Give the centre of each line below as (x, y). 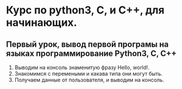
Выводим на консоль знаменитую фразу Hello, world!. (82, 67)
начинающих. (42, 23)
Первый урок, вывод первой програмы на (87, 44)
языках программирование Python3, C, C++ (91, 53)
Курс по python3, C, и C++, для (85, 10)
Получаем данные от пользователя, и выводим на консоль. (89, 80)
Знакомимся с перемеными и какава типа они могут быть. (88, 73)
